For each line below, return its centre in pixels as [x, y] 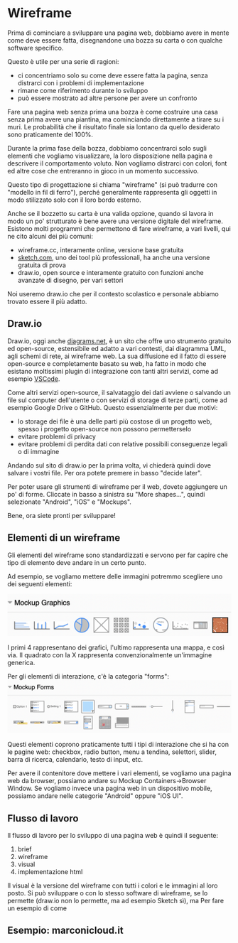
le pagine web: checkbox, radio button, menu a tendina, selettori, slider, [112, 752]
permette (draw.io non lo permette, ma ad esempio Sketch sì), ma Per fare [116, 900]
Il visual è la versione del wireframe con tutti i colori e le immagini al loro [113, 885]
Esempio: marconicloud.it [66, 931]
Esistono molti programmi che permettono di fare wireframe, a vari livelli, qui [119, 228]
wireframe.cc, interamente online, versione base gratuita [101, 249]
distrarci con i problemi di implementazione [81, 82]
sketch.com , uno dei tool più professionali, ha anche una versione [114, 257]
